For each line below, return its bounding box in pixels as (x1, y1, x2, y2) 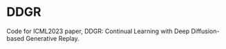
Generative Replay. (26, 34, 80, 42)
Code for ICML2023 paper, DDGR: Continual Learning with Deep (6, 27, 190, 35)
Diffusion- (191, 27, 220, 35)
